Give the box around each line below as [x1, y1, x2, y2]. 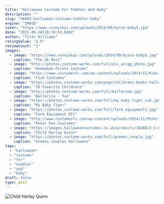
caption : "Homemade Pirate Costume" [14, 67, 89, 71]
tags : [5, 144, 16, 149]
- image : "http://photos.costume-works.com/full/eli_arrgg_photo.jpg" [9, 62, 156, 67]
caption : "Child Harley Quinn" [14, 130, 78, 135]
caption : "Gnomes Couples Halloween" [14, 139, 91, 144]
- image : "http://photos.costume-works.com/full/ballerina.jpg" [9, 89, 143, 94]
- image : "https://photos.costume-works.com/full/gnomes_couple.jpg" [9, 135, 154, 139]
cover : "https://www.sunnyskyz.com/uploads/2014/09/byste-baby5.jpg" [5, 25, 150, 30]
